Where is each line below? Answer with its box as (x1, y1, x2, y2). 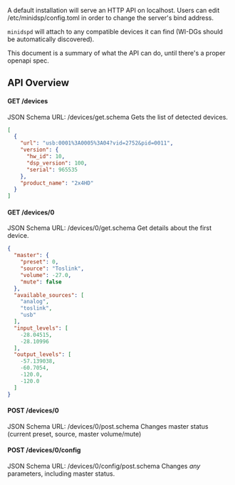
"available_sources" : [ (14, 291, 84, 298)
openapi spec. (7, 56, 50, 65)
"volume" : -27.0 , (20, 271, 72, 278)
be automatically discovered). (7, 35, 95, 43)
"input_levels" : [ (14, 324, 69, 332)
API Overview (7, 77, 70, 89)
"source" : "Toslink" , (20, 265, 84, 273)
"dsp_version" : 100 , (26, 160, 88, 167)
